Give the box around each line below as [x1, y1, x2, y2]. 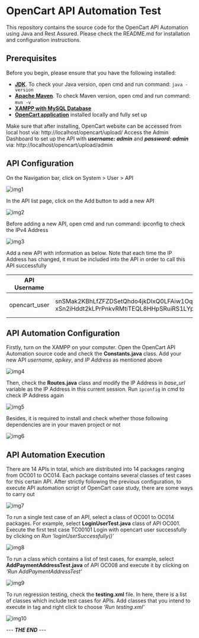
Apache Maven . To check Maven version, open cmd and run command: [14, 92, 191, 99]
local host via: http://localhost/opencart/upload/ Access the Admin [6, 128, 169, 136]
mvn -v [14, 99, 31, 105]
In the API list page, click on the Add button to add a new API [6, 197, 155, 204]
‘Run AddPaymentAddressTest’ [6, 568, 82, 575]
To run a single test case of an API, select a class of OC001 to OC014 [6, 514, 175, 521]
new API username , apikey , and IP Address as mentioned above [6, 356, 163, 363]
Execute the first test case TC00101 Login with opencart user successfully [6, 526, 187, 533]
